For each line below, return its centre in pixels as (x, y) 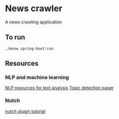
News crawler (34, 9)
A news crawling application (34, 22)
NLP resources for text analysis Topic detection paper (59, 88)
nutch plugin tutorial (25, 111)
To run (15, 37)
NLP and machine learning (37, 78)
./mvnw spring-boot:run (29, 49)
